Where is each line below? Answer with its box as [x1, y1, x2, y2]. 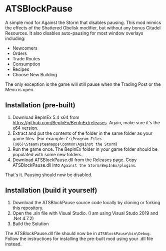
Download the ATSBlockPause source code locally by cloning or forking [12, 199, 160, 205]
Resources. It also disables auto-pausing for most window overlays [5, 30, 143, 36]
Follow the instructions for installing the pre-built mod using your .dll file [5, 236, 153, 242]
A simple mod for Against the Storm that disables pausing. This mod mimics [5, 19, 161, 25]
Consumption [12, 61, 40, 67]
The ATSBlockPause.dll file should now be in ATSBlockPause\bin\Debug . [5, 230, 151, 236]
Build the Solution [12, 221, 49, 227]
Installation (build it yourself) [5, 186, 97, 195]
